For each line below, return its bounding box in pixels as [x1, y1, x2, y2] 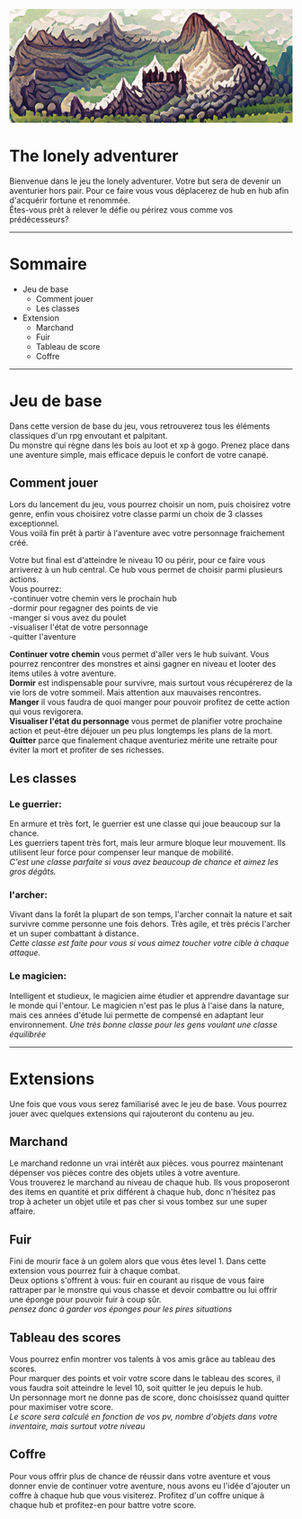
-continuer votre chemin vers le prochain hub [9, 593, 177, 604]
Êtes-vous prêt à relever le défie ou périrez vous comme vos [9, 204, 234, 215]
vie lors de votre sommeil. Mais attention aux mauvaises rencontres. [9, 687, 262, 698]
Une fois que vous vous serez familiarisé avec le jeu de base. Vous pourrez [9, 1098, 288, 1109]
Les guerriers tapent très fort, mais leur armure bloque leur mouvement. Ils [9, 838, 286, 849]
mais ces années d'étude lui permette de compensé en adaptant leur [9, 1009, 264, 1020]
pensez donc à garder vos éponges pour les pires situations [9, 1304, 233, 1314]
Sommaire [9, 253, 87, 274]
